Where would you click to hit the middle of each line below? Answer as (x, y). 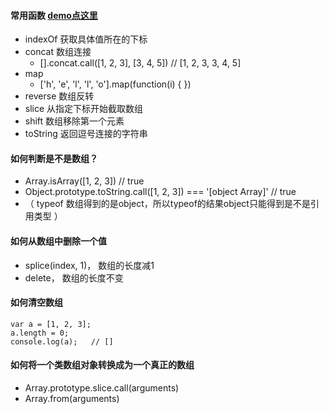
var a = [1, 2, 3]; (51, 324)
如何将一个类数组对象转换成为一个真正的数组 (102, 365)
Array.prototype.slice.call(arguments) (102, 388)
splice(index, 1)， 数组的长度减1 (89, 265)
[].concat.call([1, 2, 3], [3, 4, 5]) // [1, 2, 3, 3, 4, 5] (140, 63)
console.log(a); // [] (62, 341)
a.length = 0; (40, 333)
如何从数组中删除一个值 (58, 241)
